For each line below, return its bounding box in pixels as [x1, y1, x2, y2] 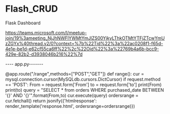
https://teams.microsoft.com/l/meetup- [5, 29, 87, 35]
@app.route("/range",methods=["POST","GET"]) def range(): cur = [5, 70, 145, 77]
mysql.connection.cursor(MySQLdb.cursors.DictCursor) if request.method [5, 76, 161, 82]
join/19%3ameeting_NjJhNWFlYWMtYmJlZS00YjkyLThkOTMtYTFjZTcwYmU [5, 35, 165, 41]
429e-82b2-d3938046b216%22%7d [5, 51, 83, 57]
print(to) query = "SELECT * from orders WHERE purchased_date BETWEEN [5, 87, 164, 93]
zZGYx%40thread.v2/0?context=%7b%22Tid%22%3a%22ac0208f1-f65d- [5, 40, 163, 46]
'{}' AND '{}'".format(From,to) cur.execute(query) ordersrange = [5, 92, 139, 98]
